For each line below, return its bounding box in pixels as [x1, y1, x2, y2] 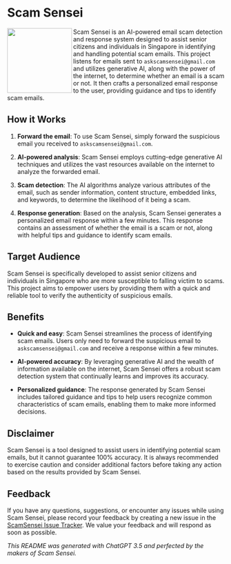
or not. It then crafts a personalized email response [73, 79, 219, 87]
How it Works [7, 114, 66, 126]
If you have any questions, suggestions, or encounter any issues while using [7, 506, 224, 514]
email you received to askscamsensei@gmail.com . [17, 139, 153, 148]
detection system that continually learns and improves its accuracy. [17, 372, 209, 380]
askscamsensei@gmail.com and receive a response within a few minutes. [17, 344, 219, 353]
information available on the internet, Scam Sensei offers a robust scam [17, 364, 221, 373]
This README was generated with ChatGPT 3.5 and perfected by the [7, 542, 204, 550]
